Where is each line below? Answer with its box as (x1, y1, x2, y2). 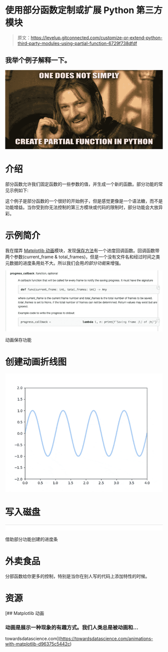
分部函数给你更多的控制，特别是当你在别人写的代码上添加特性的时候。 (5, 573, 150, 579)
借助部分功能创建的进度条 (5, 536, 58, 542)
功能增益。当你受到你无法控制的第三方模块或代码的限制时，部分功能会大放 (5, 204, 158, 210)
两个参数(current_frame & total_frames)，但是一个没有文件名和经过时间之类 (5, 254, 160, 260)
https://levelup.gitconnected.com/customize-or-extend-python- (30, 35, 162, 41)
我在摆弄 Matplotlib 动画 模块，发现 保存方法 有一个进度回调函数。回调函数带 (5, 247, 160, 253)
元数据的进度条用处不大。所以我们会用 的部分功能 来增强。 (5, 260, 123, 266)
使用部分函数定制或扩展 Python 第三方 (5, 5, 163, 16)
